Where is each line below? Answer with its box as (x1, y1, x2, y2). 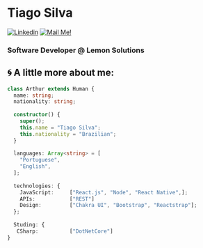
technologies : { (13, 183, 60, 189)
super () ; (19, 118, 45, 125)
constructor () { (13, 111, 60, 118)
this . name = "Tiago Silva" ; (19, 124, 101, 131)
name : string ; (13, 92, 54, 99)
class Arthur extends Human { (7, 85, 95, 92)
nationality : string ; (13, 98, 76, 105)
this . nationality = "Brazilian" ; (19, 130, 117, 137)
